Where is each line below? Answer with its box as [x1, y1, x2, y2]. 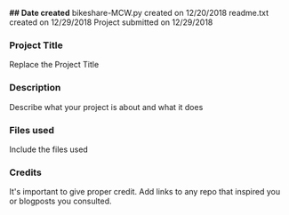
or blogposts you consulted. [9, 195, 113, 207]
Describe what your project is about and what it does [9, 101, 204, 112]
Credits [9, 166, 42, 179]
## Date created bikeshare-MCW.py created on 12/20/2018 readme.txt [9, 8, 269, 18]
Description [9, 82, 61, 94]
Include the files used [9, 144, 89, 155]
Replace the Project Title [9, 60, 100, 70]
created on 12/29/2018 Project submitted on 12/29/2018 [9, 17, 213, 28]
